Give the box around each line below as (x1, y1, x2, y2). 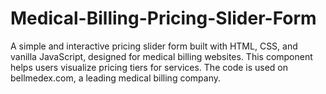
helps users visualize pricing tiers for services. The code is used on (10, 61, 289, 73)
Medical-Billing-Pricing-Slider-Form (10, 7, 317, 30)
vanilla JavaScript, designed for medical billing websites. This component (10, 50, 313, 62)
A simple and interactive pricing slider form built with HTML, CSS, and (10, 40, 298, 52)
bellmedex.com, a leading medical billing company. (10, 72, 221, 84)
